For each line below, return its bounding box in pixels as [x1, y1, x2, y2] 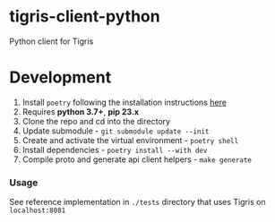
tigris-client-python [9, 6, 160, 27]
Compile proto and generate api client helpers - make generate [21, 154, 253, 165]
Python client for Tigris [9, 36, 94, 47]
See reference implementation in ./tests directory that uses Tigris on [9, 197, 266, 208]
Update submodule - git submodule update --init [21, 125, 210, 136]
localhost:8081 [9, 206, 66, 216]
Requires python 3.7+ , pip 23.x [21, 106, 140, 117]
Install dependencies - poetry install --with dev [21, 144, 208, 155]
